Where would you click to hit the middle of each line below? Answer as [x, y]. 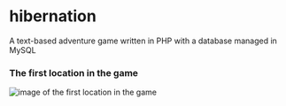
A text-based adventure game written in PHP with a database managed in [143, 41]
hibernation [53, 16]
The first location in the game [74, 72]
